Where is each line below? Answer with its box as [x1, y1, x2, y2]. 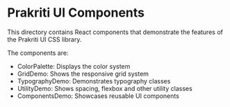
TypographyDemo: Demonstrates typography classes [17, 76, 171, 85]
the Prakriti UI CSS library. [7, 35, 82, 43]
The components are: [7, 49, 69, 57]
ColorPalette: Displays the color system [17, 62, 131, 70]
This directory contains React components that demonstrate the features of [7, 28, 224, 36]
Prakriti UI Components [7, 5, 145, 21]
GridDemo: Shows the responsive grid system [17, 69, 149, 78]
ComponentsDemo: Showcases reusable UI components [17, 92, 179, 100]
